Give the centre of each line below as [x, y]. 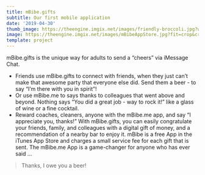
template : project [30, 40]
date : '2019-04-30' [31, 23]
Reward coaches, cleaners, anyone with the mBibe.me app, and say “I [103, 115]
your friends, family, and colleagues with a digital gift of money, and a [103, 128]
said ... [23, 154]
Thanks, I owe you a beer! [54, 166]
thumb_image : [23, 29]
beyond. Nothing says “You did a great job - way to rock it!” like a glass [104, 102]
